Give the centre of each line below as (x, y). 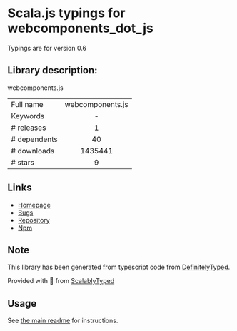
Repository (34, 220)
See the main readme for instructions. (63, 321)
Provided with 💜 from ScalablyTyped (61, 281)
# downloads (33, 151)
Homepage (34, 205)
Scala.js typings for (66, 13)
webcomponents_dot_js (80, 28)
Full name (27, 104)
